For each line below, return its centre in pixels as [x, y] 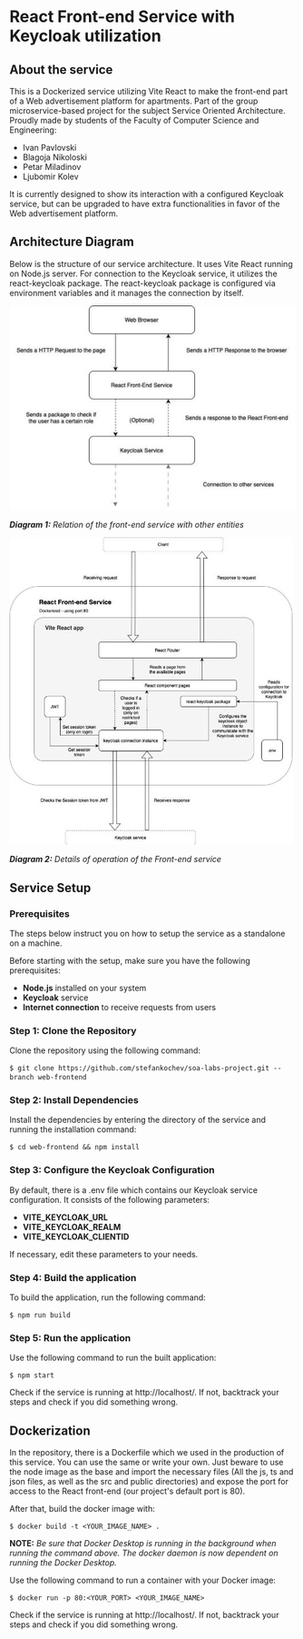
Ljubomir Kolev [50, 176]
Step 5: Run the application [70, 1338]
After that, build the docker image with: [83, 1509]
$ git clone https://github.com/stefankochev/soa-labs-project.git [140, 1068]
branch [22, 1078]
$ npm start [32, 1376]
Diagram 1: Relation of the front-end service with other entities [127, 525]
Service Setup [50, 888]
